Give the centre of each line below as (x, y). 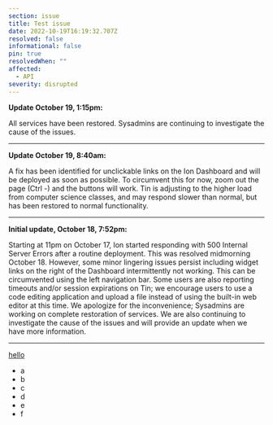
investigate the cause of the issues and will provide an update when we (128, 322)
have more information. (48, 331)
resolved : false (36, 39)
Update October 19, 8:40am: (58, 155)
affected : (25, 69)
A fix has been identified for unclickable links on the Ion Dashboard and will (134, 171)
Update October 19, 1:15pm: (56, 107)
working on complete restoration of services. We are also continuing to (127, 313)
